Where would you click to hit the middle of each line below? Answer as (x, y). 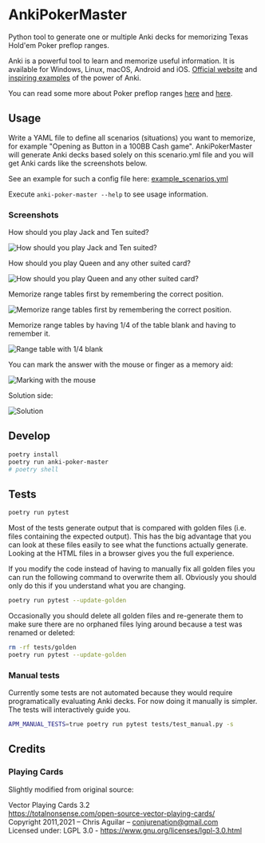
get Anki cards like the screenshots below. (78, 163)
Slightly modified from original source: (71, 789)
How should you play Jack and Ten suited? (79, 233)
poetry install (34, 454)
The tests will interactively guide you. (69, 710)
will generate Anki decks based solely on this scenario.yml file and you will (131, 154)
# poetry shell (34, 469)
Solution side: (31, 396)
